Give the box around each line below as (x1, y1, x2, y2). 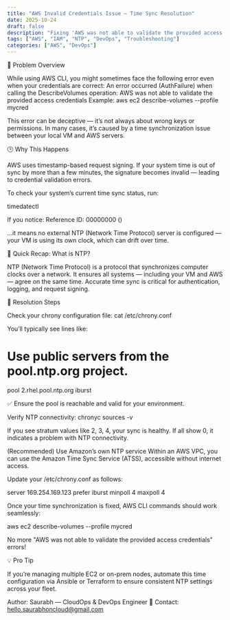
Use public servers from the (7, 348, 170, 364)
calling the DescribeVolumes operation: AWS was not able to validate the (7, 89, 213, 97)
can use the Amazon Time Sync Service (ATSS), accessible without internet (7, 454, 222, 463)
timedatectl (7, 202, 39, 210)
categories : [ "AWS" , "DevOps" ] (7, 42, 97, 49)
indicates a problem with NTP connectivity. (7, 434, 129, 442)
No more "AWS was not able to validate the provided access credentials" (7, 535, 213, 544)
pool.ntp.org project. (7, 364, 128, 379)
